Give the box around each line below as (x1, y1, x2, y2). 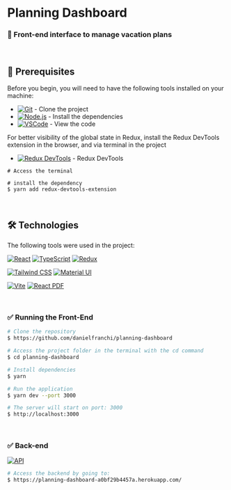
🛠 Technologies (7, 219, 79, 231)
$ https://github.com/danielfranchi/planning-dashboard (7, 335, 173, 342)
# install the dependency (7, 180, 82, 187)
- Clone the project (34, 105, 89, 113)
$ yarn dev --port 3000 (7, 392, 77, 399)
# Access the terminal (7, 168, 73, 175)
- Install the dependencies (48, 113, 123, 121)
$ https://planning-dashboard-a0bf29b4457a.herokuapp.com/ (7, 477, 182, 484)
